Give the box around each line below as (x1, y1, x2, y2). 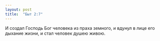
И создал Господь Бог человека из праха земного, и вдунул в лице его (5, 25, 155, 31)
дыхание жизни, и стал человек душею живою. (5, 30, 106, 36)
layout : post (5, 7, 32, 12)
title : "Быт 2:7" (5, 12, 43, 17)
